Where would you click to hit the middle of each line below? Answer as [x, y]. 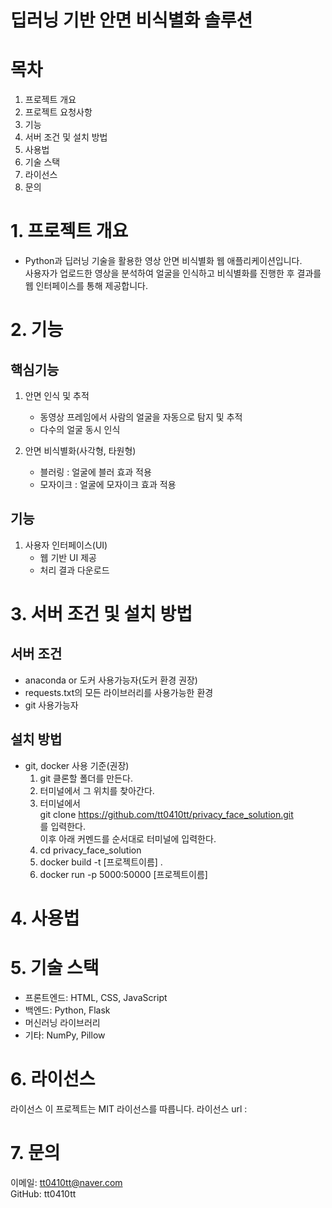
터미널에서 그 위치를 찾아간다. [97, 790]
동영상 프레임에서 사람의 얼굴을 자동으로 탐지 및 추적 [141, 417]
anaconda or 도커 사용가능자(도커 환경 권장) [111, 680]
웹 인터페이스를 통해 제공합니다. [86, 286]
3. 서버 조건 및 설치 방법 [101, 614]
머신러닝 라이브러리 [62, 1022]
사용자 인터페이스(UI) [66, 545]
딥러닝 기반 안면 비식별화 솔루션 [131, 20]
